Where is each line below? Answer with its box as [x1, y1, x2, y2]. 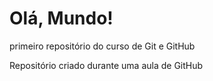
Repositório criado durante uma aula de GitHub [9, 59, 204, 71]
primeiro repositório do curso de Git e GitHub [9, 40, 196, 52]
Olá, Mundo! [9, 7, 114, 30]
